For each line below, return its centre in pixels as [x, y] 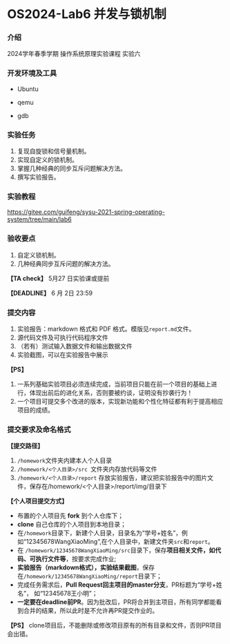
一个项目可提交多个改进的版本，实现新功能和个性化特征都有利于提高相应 [120, 401]
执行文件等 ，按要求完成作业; [76, 559]
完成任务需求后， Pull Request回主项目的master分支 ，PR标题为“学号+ [116, 585]
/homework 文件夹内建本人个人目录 [65, 460]
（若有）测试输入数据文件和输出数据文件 [75, 346]
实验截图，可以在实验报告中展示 [63, 354]
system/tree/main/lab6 [39, 219]
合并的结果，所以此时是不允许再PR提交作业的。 [91, 611]
